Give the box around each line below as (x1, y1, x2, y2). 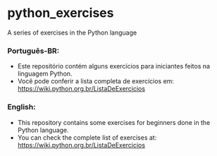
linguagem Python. (17, 69, 73, 78)
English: (7, 102, 37, 112)
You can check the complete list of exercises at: (17, 133, 157, 142)
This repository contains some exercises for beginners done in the (17, 118, 211, 126)
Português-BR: (7, 46, 60, 56)
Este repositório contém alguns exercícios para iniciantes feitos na (17, 62, 210, 71)
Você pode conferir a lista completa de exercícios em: (17, 77, 175, 85)
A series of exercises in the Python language (7, 28, 137, 37)
